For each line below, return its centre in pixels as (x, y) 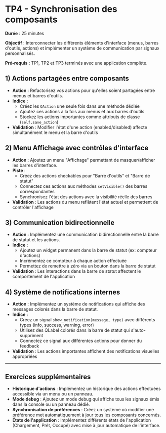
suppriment (31, 336)
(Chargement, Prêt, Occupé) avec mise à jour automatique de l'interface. (86, 425)
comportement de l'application (43, 277)
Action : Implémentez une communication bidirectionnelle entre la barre (85, 235)
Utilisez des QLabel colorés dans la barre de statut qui (75, 330)
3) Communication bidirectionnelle (60, 223)
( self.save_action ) (39, 122)
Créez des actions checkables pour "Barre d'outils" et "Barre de (85, 175)
